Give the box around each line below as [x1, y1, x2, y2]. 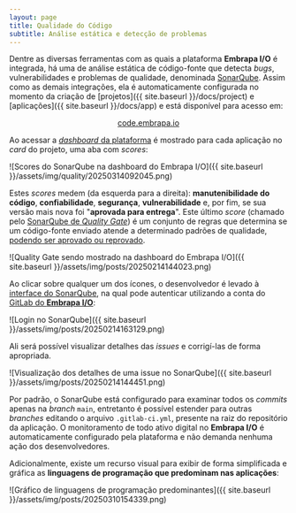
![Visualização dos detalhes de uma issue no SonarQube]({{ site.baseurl [9, 368, 272, 379]
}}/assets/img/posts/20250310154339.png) [9, 494, 167, 505]
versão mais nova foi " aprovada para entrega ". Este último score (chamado [9, 207, 285, 218]
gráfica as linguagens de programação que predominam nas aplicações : [9, 468, 280, 479]
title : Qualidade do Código [9, 21, 113, 30]
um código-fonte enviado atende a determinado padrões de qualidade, [9, 226, 268, 236]
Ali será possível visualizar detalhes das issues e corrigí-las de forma [9, 341, 261, 352]
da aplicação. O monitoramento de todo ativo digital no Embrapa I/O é [9, 422, 265, 433]
